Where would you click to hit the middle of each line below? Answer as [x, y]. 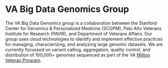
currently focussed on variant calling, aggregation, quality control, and [78, 49]
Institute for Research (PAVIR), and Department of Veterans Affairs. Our [79, 33]
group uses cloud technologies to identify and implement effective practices [84, 39]
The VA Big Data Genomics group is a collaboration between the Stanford [81, 23]
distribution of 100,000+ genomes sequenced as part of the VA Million [78, 55]
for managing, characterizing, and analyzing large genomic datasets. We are [84, 44]
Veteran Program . [23, 60]
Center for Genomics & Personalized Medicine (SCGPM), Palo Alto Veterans [83, 28]
